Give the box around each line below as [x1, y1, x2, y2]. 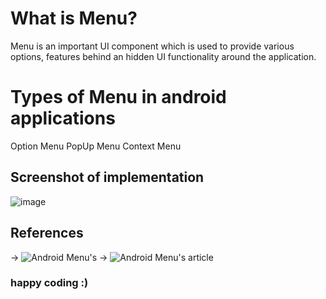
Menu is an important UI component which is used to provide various [10, 40, 295, 52]
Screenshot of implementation [10, 169, 205, 186]
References [10, 225, 84, 242]
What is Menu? [10, 7, 138, 30]
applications [10, 107, 116, 130]
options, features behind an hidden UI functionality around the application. [10, 50, 317, 62]
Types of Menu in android [10, 86, 227, 109]
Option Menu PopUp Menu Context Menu [10, 140, 182, 152]
